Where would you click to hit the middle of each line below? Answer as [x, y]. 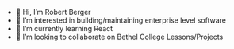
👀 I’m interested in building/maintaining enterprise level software [121, 20]
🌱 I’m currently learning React [64, 28]
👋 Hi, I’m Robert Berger [53, 12]
